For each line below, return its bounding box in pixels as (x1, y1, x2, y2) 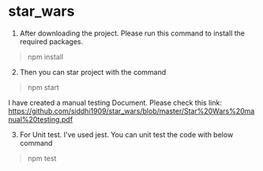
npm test (27, 153, 57, 163)
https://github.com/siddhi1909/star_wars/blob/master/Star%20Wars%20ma (8, 106, 255, 116)
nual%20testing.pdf (8, 114, 73, 124)
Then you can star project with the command (19, 67, 167, 76)
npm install (27, 52, 64, 61)
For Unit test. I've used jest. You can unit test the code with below (19, 129, 234, 139)
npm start (27, 82, 59, 92)
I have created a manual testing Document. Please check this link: (8, 98, 223, 107)
